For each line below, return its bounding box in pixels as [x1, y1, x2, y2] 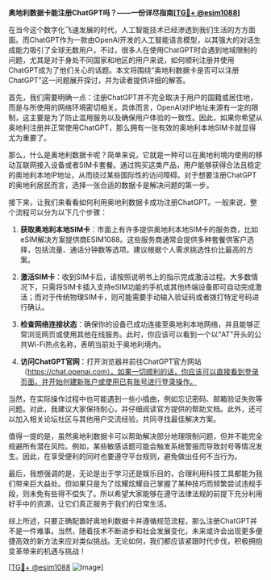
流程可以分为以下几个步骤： [15, 207, 107, 217]
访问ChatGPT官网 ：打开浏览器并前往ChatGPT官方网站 [19, 357, 202, 366]
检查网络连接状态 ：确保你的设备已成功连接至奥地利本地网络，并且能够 [19, 319, 254, 329]
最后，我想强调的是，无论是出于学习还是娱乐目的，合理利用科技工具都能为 [8, 469, 256, 478]
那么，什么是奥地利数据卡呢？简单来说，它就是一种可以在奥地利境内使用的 [8, 150, 256, 160]
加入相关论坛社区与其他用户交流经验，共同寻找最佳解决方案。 [15, 415, 220, 424]
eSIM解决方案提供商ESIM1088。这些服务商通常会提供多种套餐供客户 [19, 235, 248, 244]
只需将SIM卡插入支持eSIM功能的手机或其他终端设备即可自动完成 [41, 282, 256, 291]
